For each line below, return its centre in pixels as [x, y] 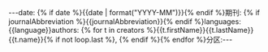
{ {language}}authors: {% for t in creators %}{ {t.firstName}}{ [109, 30]
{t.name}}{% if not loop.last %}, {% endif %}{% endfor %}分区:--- [122, 40]
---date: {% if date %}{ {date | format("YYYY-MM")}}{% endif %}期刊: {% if [134, 12]
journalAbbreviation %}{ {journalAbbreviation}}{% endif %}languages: [125, 22]
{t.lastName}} [231, 30]
